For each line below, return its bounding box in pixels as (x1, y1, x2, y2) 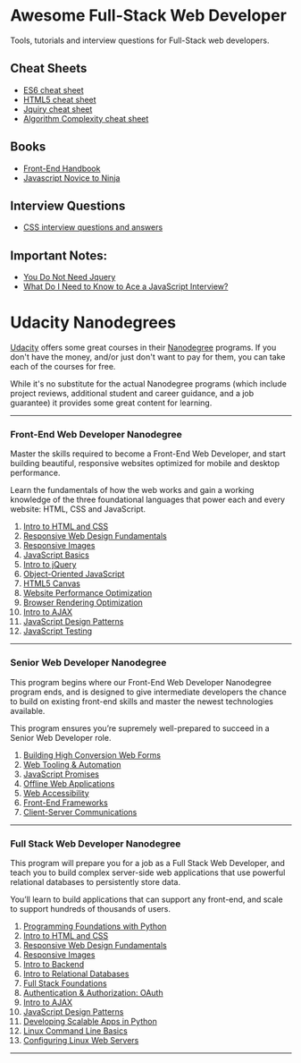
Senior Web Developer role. (10, 732, 112, 743)
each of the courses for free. (10, 361, 116, 372)
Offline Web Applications (22, 778, 115, 788)
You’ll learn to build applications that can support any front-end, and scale (10, 894, 284, 905)
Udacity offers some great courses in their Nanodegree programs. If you (10, 342, 277, 353)
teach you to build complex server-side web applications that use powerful (10, 867, 286, 878)
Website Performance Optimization (22, 588, 153, 599)
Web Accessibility (22, 787, 90, 798)
